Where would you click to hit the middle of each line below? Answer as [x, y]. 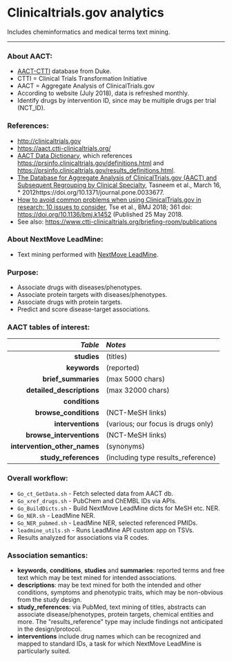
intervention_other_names [55, 447]
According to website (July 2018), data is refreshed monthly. [103, 93]
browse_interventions [62, 435]
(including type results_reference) [161, 458]
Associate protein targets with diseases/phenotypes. [92, 295]
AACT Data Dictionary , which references [75, 155]
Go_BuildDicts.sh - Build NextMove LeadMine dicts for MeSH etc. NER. [118, 508]
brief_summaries [71, 379]
